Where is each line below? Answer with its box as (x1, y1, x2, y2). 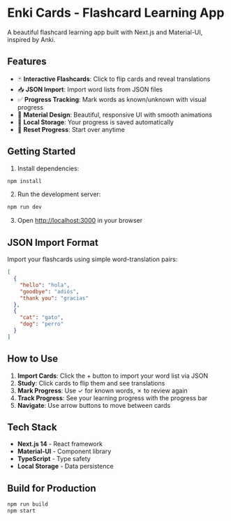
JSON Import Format (7, 236, 99, 249)
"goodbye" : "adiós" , (20, 288, 80, 295)
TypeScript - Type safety (17, 455, 91, 463)
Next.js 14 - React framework (17, 440, 103, 448)
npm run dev (7, 204, 42, 211)
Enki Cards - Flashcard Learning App (7, 5, 225, 21)
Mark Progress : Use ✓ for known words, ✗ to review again (17, 386, 188, 395)
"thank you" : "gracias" (20, 295, 89, 302)
